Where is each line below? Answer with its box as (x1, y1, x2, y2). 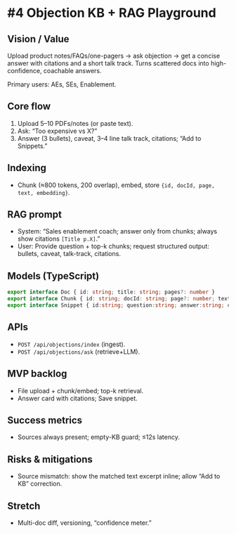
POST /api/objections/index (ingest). (17, 340, 126, 348)
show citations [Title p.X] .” (17, 234, 100, 243)
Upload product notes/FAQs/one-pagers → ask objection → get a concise (7, 51, 221, 60)
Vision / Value (7, 33, 70, 45)
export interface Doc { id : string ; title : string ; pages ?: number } (7, 288, 216, 296)
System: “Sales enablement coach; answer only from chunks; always (17, 227, 218, 236)
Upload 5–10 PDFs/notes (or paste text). (17, 119, 133, 127)
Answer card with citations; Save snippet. (17, 394, 138, 402)
